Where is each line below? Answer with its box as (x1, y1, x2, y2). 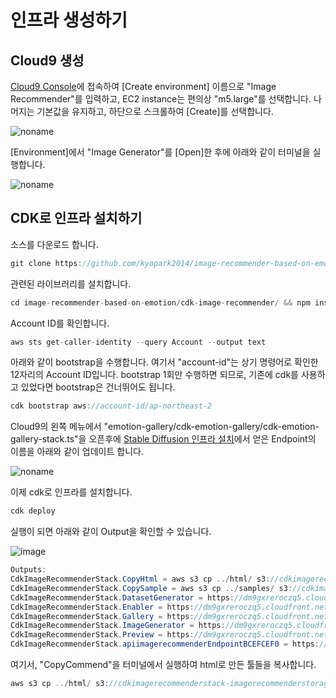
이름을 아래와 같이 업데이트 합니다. (10, 446, 144, 458)
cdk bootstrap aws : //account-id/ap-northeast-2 (10, 401, 213, 411)
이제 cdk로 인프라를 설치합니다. (10, 486, 133, 498)
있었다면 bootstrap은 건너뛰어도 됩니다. (20, 381, 176, 393)
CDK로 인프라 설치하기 (10, 210, 143, 227)
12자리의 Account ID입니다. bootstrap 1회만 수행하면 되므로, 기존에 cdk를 (10, 369, 299, 381)
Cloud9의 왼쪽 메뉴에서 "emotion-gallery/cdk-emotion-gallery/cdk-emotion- (10, 421, 320, 433)
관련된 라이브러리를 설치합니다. (10, 277, 132, 290)
